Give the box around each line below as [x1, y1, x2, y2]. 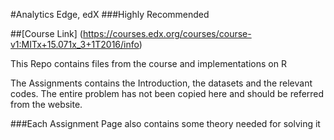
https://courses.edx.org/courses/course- [82, 28, 252, 39]
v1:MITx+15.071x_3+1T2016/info [10, 39, 140, 50]
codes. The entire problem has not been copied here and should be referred [10, 88, 325, 99]
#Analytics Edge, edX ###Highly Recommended [10, 9, 210, 20]
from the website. [10, 99, 83, 110]
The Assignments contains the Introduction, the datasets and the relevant [10, 77, 313, 89]
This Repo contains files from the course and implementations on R [10, 58, 287, 69]
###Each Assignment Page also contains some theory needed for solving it [10, 118, 321, 129]
